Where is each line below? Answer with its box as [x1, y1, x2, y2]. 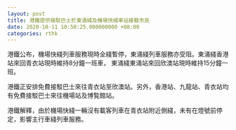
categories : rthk [7, 30, 58, 37]
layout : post [7, 10, 46, 18]
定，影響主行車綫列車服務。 [7, 115, 88, 124]
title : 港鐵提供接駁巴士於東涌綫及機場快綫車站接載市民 [7, 17, 150, 24]
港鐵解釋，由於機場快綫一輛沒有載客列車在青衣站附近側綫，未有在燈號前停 [7, 106, 223, 115]
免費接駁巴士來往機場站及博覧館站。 [13, 91, 118, 100]
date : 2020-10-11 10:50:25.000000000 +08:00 [7, 23, 140, 30]
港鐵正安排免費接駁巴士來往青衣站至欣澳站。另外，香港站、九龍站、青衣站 [7, 82, 223, 91]
